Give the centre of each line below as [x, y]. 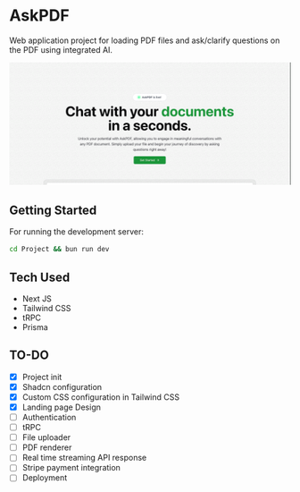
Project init [42, 377]
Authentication [49, 418]
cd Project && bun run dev [59, 250]
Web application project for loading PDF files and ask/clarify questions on [145, 40]
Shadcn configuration [62, 386]
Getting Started [53, 210]
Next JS [37, 298]
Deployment [45, 478]
